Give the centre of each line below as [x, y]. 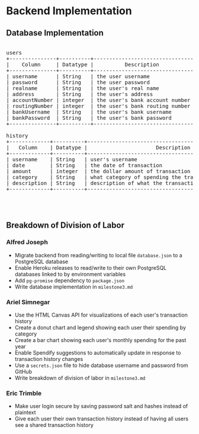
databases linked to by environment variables [70, 274]
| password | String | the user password [78, 82]
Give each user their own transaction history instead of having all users [101, 419]
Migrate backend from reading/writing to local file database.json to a [98, 255]
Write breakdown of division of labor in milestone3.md [80, 378]
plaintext [25, 413]
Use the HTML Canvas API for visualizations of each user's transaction [101, 315]
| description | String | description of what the [84, 183]
